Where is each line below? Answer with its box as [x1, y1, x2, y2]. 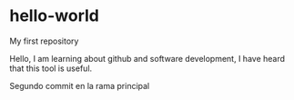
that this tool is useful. [9, 63, 93, 74]
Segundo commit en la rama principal [9, 80, 150, 91]
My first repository [9, 35, 79, 46]
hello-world [9, 5, 100, 26]
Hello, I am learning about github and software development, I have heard [9, 53, 285, 64]
